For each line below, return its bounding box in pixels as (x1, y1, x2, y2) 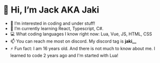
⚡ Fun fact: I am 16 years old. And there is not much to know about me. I (10, 46, 156, 51)
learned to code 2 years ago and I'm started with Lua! (10, 52, 119, 58)
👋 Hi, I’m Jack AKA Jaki (3, 4, 99, 16)
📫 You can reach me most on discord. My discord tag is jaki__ (10, 38, 137, 44)
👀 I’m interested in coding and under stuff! (10, 20, 95, 26)
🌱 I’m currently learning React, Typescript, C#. (10, 25, 104, 31)
